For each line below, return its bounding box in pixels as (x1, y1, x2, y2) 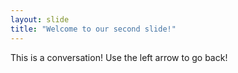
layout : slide (10, 14, 70, 25)
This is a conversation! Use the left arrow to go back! (10, 51, 228, 63)
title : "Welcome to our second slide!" (10, 24, 177, 34)
